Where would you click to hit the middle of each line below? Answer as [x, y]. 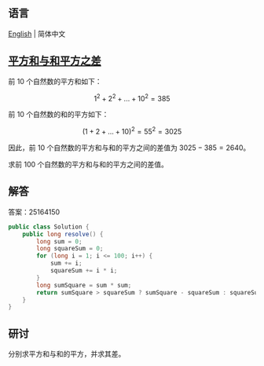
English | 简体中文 [37, 34]
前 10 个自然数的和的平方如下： [59, 115]
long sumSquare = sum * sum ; [84, 285]
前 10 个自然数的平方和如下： [55, 81]
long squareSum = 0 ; [70, 249]
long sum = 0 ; [59, 241]
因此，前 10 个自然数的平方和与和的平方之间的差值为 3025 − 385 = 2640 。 [129, 148]
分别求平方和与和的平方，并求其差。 [67, 354]
